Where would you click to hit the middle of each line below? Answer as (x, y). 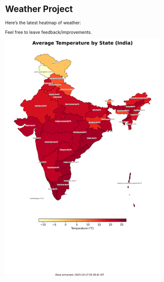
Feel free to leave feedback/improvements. (49, 32)
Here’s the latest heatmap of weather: (43, 23)
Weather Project (39, 9)
